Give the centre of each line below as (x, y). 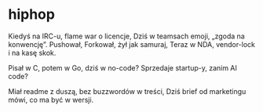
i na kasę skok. (32, 52)
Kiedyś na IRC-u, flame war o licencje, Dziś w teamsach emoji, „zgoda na (126, 36)
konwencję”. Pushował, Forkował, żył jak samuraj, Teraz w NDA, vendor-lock (132, 44)
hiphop (31, 14)
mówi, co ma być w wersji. (51, 99)
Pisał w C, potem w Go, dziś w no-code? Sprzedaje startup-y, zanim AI (123, 67)
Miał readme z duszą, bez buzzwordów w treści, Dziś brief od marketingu (127, 91)
